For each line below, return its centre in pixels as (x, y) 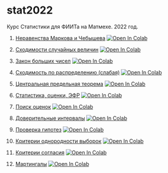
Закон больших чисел (43, 61)
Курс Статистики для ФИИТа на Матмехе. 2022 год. (72, 27)
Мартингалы (31, 164)
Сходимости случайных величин (57, 49)
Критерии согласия (40, 152)
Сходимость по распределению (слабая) (67, 72)
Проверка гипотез (38, 129)
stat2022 (30, 10)
